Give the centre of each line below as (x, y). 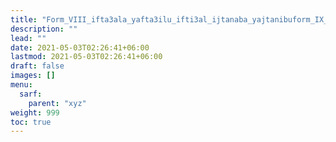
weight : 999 (35, 112)
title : (24, 19)
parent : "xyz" (57, 103)
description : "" (44, 29)
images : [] (33, 76)
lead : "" (28, 38)
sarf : (31, 94)
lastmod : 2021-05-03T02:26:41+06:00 (86, 57)
